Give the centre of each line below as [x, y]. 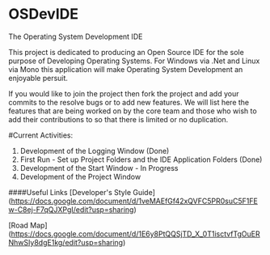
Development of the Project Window [80, 176]
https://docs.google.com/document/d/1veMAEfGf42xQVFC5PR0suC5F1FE [135, 201]
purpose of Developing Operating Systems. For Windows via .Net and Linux [134, 61]
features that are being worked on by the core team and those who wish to [133, 111]
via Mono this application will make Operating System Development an [126, 69]
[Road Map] [28, 225]
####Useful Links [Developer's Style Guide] [82, 192]
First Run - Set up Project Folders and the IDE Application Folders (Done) [141, 159]
